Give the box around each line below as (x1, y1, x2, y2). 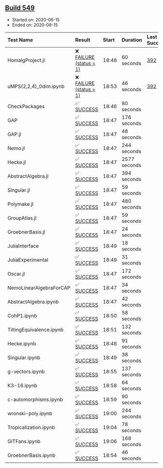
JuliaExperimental (7, 256, 49, 263)
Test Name (7, 36, 33, 43)
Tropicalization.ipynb (7, 424, 55, 431)
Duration (121, 36, 142, 43)
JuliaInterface (7, 242, 39, 249)
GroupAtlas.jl (7, 215, 37, 221)
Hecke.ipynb (7, 340, 36, 347)
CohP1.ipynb (7, 312, 37, 319)
